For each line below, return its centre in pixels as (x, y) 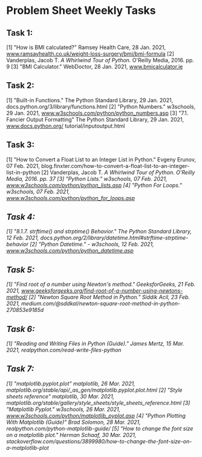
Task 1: (20, 33)
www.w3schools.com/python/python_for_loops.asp (70, 198)
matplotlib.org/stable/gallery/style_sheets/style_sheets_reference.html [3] (98, 403)
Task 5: (21, 270)
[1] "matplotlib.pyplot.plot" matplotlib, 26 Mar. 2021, (71, 383)
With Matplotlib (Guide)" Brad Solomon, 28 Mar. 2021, (73, 422)
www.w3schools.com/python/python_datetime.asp (70, 251)
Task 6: (21, 329)
